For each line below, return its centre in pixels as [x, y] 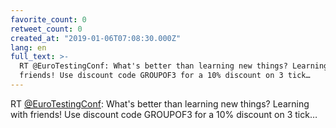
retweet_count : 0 [46, 29]
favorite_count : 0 [48, 19]
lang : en [28, 47]
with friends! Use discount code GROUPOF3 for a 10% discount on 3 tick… [164, 114]
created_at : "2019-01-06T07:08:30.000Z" [96, 38]
